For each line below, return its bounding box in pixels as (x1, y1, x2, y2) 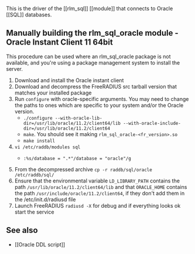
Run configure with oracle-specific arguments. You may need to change (14, 95, 189, 102)
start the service (14, 208, 54, 215)
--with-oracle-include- (122, 120, 182, 126)
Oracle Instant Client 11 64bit (6, 38, 113, 48)
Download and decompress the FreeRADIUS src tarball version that (14, 83, 177, 90)
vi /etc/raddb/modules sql (14, 144, 81, 150)
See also (6, 225, 38, 235)
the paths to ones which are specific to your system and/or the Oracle (14, 101, 184, 109)
